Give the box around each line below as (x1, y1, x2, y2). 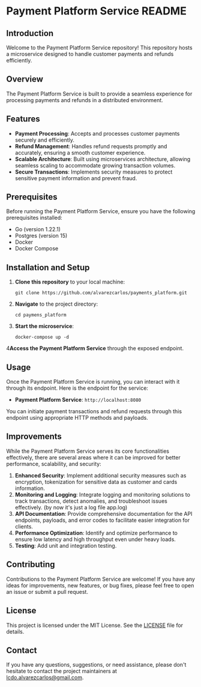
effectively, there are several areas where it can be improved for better (6, 453, 181, 461)
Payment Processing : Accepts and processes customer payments (14, 130, 180, 137)
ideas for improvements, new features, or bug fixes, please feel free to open (6, 581, 194, 589)
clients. (14, 522, 33, 530)
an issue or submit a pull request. (6, 588, 89, 595)
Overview (6, 74, 44, 85)
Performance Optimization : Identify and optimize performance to (14, 529, 178, 536)
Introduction (6, 28, 54, 38)
